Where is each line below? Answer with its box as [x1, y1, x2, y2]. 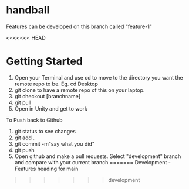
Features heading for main [14, 165, 79, 172]
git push [14, 146, 35, 153]
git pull [14, 99, 31, 106]
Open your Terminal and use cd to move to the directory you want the [14, 74, 183, 81]
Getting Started [6, 55, 83, 68]
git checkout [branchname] [14, 92, 81, 99]
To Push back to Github [6, 116, 63, 123]
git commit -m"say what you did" [14, 140, 95, 147]
